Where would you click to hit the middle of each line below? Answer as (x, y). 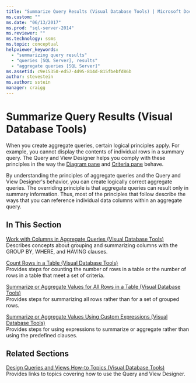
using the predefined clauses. (42, 335)
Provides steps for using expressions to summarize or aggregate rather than (98, 329)
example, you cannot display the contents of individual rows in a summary (95, 151)
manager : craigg (26, 88)
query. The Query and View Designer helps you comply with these (86, 158)
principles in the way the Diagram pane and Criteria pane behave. (85, 164)
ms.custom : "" (23, 17)
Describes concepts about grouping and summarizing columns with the (92, 245)
